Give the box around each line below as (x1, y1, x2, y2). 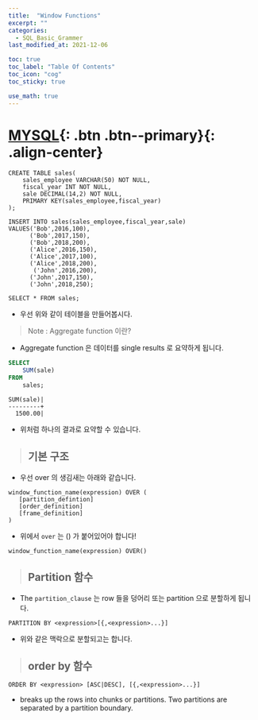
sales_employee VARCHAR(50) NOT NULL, (22, 176, 151, 184)
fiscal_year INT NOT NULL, (22, 184, 112, 192)
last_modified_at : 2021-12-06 (8, 41, 109, 49)
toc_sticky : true (8, 77, 66, 86)
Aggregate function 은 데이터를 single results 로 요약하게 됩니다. (19, 343, 224, 353)
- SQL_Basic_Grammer (15, 33, 83, 42)
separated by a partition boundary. (19, 703, 133, 713)
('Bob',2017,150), (29, 232, 90, 240)
